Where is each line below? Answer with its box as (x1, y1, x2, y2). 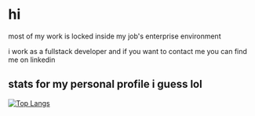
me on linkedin (8, 55, 56, 64)
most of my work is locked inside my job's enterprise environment (8, 31, 221, 41)
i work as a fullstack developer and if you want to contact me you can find (8, 46, 247, 56)
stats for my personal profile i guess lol (8, 78, 202, 91)
